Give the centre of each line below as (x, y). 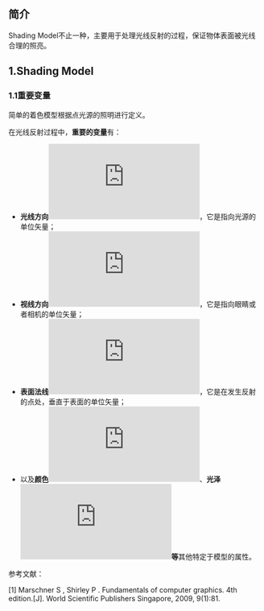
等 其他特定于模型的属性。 (213, 556)
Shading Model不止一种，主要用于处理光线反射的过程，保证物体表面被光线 (132, 35)
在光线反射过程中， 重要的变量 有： (65, 132)
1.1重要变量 (29, 96)
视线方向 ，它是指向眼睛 (134, 303)
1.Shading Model (51, 71)
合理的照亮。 (29, 45)
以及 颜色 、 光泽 (120, 479)
